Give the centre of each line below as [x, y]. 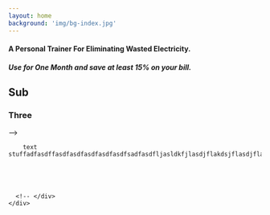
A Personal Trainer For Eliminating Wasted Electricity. [100, 49]
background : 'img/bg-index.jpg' [62, 23]
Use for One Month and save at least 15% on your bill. [100, 67]
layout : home [30, 16]
